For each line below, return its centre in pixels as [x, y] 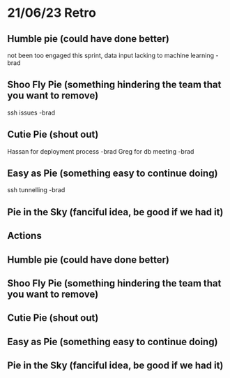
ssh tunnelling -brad [36, 190]
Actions [24, 236]
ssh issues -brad [31, 112]
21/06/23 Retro [52, 13]
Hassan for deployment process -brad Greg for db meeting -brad [101, 151]
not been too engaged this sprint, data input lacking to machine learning [111, 55]
